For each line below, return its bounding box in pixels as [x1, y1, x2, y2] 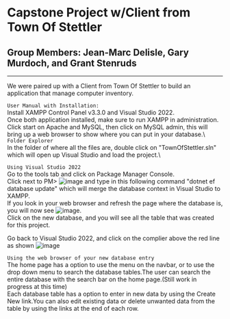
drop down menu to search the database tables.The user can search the [7, 268, 211, 276]
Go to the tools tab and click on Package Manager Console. [7, 170, 175, 178]
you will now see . [7, 207, 82, 214]
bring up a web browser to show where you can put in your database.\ [7, 130, 205, 138]
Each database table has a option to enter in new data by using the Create [7, 290, 216, 298]
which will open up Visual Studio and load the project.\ [7, 151, 161, 159]
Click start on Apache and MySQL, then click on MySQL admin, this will [7, 123, 208, 131]
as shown [7, 242, 34, 249]
